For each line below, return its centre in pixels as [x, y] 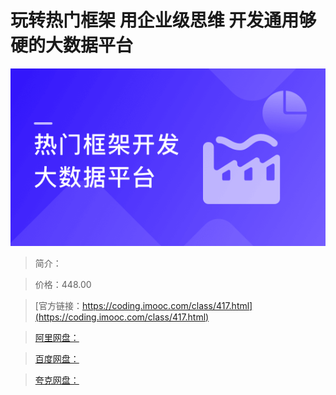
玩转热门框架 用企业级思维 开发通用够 [163, 20]
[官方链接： [58, 305]
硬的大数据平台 [72, 45]
